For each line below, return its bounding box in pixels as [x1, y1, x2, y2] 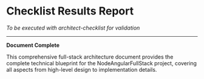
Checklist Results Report [6, 4, 134, 18]
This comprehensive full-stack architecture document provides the [6, 53, 174, 60]
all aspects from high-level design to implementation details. [6, 66, 157, 73]
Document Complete [6, 41, 59, 49]
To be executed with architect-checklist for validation [6, 24, 140, 31]
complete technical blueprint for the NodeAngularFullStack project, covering [6, 59, 197, 67]
